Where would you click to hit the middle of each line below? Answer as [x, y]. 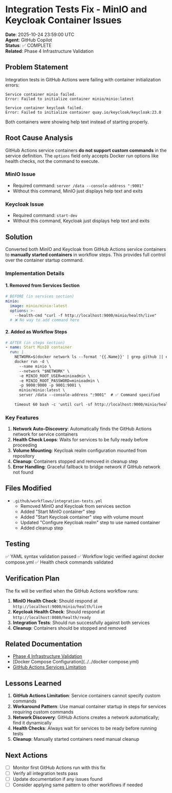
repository [24, 456]
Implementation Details [35, 273]
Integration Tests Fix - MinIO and [76, 9]
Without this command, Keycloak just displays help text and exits [81, 221]
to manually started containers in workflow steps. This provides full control [85, 254]
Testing [18, 544]
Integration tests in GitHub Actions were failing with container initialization [83, 79]
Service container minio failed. [41, 94]
